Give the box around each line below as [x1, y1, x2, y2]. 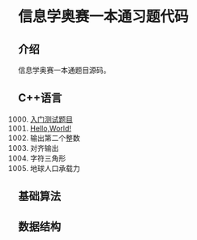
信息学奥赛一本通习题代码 [18, 7, 190, 26]
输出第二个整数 [29, 133, 80, 143]
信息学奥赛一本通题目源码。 [18, 66, 111, 75]
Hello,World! [29, 123, 72, 133]
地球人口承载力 [29, 163, 80, 173]
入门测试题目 [29, 114, 73, 124]
